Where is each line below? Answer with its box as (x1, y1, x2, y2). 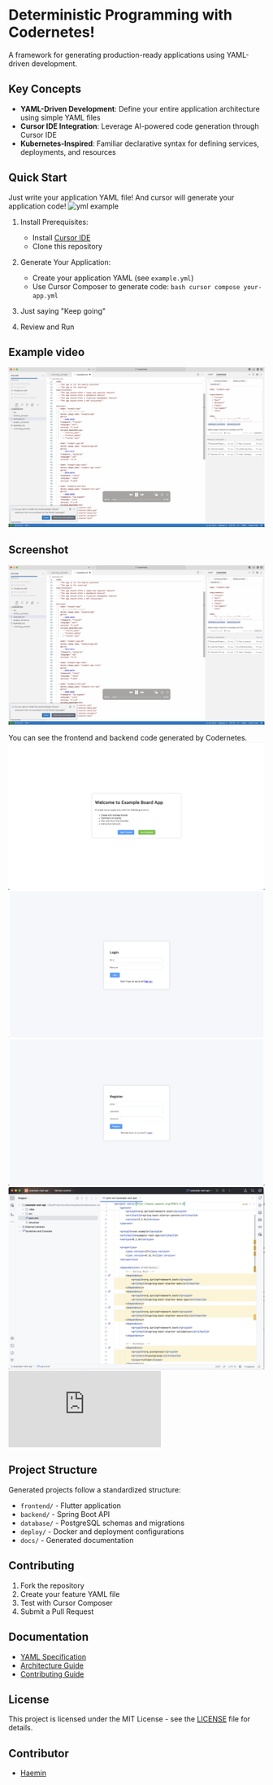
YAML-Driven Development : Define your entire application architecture (19, 103, 260, 113)
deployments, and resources (19, 147, 116, 156)
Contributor (8, 1746, 69, 1761)
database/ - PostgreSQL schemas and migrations (19, 1518, 185, 1528)
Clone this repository (32, 241, 103, 251)
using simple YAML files (19, 112, 101, 122)
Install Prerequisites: (19, 217, 89, 226)
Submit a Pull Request (19, 1607, 94, 1616)
